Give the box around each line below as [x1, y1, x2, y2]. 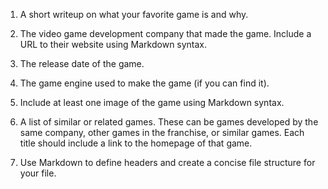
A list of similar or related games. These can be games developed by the [19, 116, 319, 128]
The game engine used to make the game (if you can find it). [19, 77, 270, 89]
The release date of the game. [19, 58, 145, 69]
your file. [19, 167, 57, 179]
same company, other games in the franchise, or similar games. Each [19, 127, 305, 138]
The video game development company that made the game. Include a [19, 28, 312, 39]
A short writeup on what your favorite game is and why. [19, 9, 249, 20]
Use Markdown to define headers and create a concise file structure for [19, 157, 316, 168]
